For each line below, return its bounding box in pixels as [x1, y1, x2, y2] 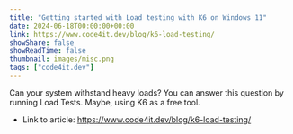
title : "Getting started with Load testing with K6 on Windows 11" [9, 13, 268, 22]
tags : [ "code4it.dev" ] [9, 63, 94, 72]
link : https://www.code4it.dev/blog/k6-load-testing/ [9, 29, 216, 38]
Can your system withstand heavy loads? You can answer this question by [9, 87, 285, 98]
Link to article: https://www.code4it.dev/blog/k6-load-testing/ [22, 113, 252, 125]
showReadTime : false [9, 46, 87, 55]
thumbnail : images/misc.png [9, 54, 115, 63]
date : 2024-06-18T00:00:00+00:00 [9, 21, 135, 30]
